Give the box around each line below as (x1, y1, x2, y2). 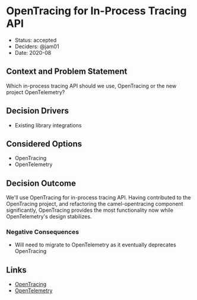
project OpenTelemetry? (6, 88, 65, 96)
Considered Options (6, 139, 82, 149)
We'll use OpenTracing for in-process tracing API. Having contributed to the (6, 194, 191, 201)
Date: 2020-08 (14, 49, 52, 56)
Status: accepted (14, 36, 57, 43)
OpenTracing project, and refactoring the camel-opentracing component (6, 201, 183, 208)
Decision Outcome (6, 178, 76, 188)
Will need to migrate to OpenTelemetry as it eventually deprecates (14, 241, 176, 248)
